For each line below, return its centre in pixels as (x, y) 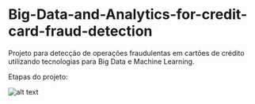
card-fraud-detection (80, 31)
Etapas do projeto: (38, 76)
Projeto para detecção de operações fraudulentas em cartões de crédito (126, 53)
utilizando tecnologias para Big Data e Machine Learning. (101, 61)
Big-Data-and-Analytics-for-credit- (128, 15)
